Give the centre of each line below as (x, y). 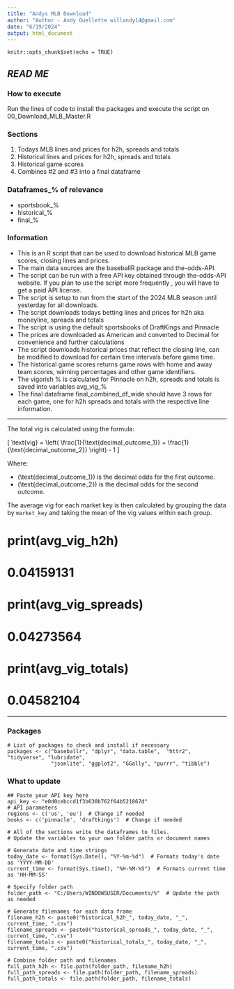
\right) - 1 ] (104, 449)
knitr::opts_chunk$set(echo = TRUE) (60, 52)
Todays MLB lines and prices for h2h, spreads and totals (98, 149)
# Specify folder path (40, 887)
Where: (18, 463)
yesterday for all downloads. (58, 305)
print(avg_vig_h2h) (63, 541)
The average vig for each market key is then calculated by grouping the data (117, 505)
